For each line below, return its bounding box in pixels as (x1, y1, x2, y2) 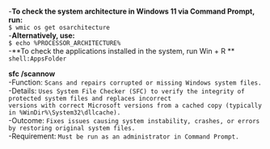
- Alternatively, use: (8, 31, 75, 40)
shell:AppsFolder (8, 55, 67, 63)
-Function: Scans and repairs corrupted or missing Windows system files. (8, 77, 262, 87)
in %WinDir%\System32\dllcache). (8, 109, 121, 117)
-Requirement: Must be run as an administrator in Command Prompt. (8, 131, 240, 141)
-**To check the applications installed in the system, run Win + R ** (8, 47, 235, 56)
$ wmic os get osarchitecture (8, 23, 111, 31)
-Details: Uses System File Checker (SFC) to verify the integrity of (8, 86, 245, 95)
